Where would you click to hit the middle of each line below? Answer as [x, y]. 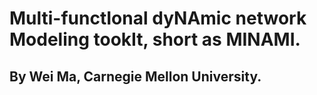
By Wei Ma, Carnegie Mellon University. [135, 76]
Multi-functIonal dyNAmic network [158, 18]
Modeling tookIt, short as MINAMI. [155, 39]
